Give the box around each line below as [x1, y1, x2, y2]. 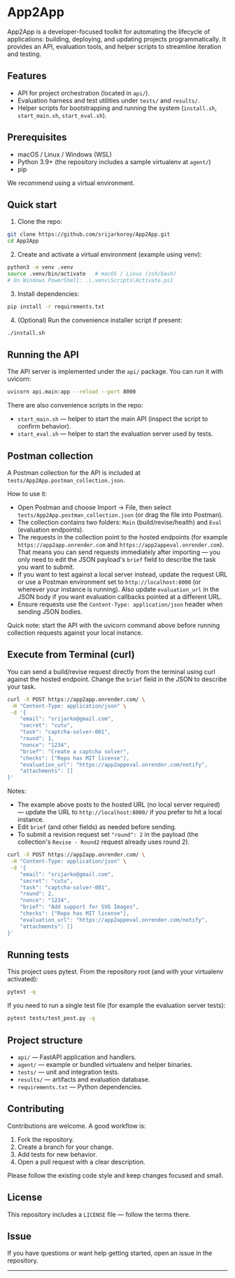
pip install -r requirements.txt [7, 303, 105, 310]
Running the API [7, 349, 79, 361]
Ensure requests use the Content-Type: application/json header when [17, 600, 223, 608]
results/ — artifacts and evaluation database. [17, 1075, 150, 1084]
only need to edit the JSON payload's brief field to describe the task [17, 556, 216, 563]
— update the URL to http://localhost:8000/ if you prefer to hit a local [17, 808, 222, 816]
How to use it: [7, 490, 48, 498]
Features [7, 70, 47, 82]
